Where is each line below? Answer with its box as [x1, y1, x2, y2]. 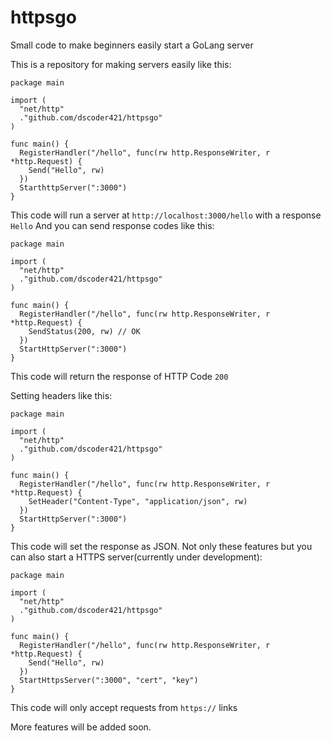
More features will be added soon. [10, 721, 152, 733]
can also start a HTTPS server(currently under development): [10, 551, 263, 563]
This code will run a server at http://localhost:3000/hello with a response [10, 209, 322, 221]
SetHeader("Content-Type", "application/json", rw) [28, 496, 248, 506]
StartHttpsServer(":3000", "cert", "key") [19, 675, 199, 685]
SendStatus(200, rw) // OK [28, 326, 141, 336]
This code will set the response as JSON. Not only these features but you [10, 540, 313, 552]
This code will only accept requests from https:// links [10, 701, 238, 713]
